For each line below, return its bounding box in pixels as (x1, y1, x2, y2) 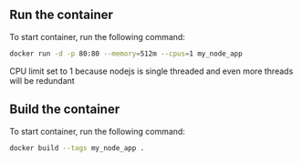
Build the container (9, 102, 120, 117)
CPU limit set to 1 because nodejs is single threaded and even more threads (9, 66, 294, 76)
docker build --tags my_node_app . (9, 143, 145, 153)
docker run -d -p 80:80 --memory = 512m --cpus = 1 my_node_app (9, 49, 244, 58)
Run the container (9, 7, 114, 23)
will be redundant (9, 75, 75, 86)
